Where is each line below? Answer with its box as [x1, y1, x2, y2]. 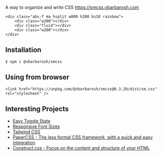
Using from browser [5, 73, 70, 82]
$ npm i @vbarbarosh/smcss [5, 59, 62, 64]
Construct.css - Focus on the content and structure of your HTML [12, 145, 150, 151]
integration [12, 140, 35, 146]
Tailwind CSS [12, 129, 40, 135]
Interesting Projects [5, 105, 69, 113]
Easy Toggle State [12, 118, 51, 124]
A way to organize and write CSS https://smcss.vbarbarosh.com [5, 5, 139, 10]
